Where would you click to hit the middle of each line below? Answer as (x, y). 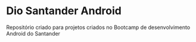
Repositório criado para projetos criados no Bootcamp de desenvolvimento (98, 27)
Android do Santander (33, 33)
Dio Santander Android (64, 11)
